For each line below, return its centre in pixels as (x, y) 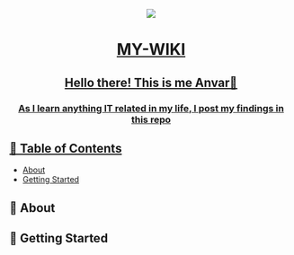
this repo (151, 119)
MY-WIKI (151, 50)
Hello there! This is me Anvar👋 (151, 82)
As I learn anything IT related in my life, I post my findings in (151, 108)
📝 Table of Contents (66, 148)
